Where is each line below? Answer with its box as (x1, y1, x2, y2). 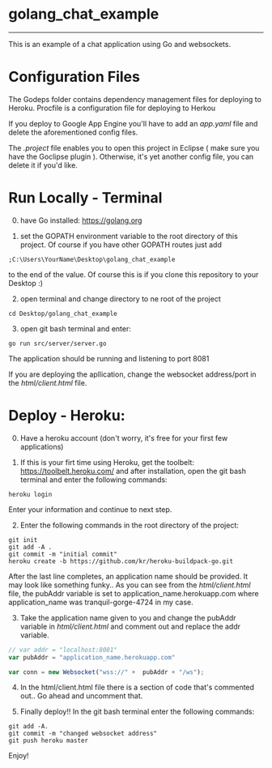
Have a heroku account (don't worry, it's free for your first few (19, 433, 228, 442)
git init (8, 535, 38, 544)
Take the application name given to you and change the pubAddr (19, 612, 236, 622)
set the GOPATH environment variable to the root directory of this (19, 231, 239, 241)
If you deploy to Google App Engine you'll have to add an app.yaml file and (8, 118, 258, 128)
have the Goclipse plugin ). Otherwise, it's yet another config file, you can (8, 151, 254, 161)
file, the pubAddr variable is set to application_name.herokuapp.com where (8, 588, 259, 598)
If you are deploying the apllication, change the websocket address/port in (8, 369, 257, 379)
